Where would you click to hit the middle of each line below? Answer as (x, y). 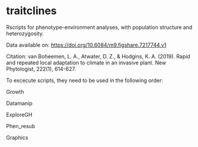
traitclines (32, 11)
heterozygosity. (25, 33)
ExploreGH (19, 115)
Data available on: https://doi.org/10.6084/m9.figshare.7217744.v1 (86, 45)
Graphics (17, 138)
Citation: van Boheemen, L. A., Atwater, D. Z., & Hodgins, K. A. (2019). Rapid (98, 56)
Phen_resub (21, 126)
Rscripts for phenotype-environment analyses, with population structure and (99, 27)
